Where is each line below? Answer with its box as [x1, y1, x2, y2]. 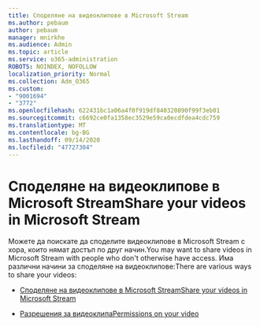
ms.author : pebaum [8, 19, 69, 27]
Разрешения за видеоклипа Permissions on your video [19, 309, 199, 319]
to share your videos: [8, 270, 77, 280]
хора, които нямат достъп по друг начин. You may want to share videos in [8, 245, 252, 254]
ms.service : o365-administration [8, 56, 118, 64]
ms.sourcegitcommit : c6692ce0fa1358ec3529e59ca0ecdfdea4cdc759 [8, 114, 221, 122]
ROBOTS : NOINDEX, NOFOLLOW [8, 63, 97, 71]
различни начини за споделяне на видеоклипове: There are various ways [8, 261, 252, 272]
